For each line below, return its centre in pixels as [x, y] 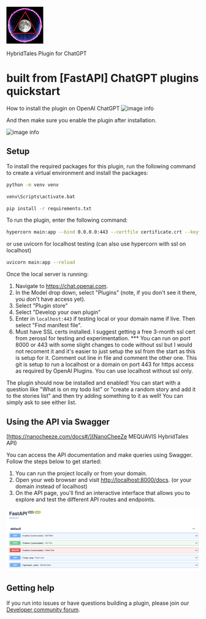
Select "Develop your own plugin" [58, 312]
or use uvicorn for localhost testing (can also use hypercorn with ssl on [96, 244]
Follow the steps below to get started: [54, 461]
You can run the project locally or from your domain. [81, 473]
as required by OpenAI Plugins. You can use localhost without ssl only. [104, 371]
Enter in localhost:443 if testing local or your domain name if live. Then [105, 319]
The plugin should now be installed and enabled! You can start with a [93, 383]
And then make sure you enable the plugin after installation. [82, 120]
